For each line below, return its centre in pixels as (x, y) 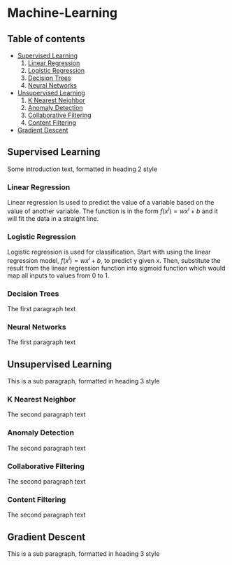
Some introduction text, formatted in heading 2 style (82, 169)
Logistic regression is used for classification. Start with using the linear (109, 252)
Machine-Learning (62, 13)
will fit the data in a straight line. (53, 218)
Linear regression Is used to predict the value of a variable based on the (111, 203)
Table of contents (46, 39)
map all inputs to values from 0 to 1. (58, 275)
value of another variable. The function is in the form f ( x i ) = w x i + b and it (113, 210)
